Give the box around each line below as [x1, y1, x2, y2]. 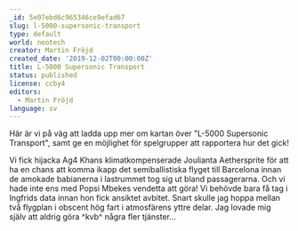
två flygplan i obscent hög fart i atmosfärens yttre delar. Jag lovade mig [9, 202, 271, 213]
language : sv [9, 104, 58, 113]
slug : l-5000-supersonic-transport [9, 21, 141, 30]
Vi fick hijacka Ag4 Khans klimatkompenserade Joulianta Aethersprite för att [9, 155, 289, 165]
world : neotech [9, 37, 66, 47]
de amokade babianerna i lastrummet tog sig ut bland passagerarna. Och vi [9, 174, 286, 185]
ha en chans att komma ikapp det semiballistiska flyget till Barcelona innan [9, 164, 282, 175]
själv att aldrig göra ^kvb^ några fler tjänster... [9, 211, 176, 222]
